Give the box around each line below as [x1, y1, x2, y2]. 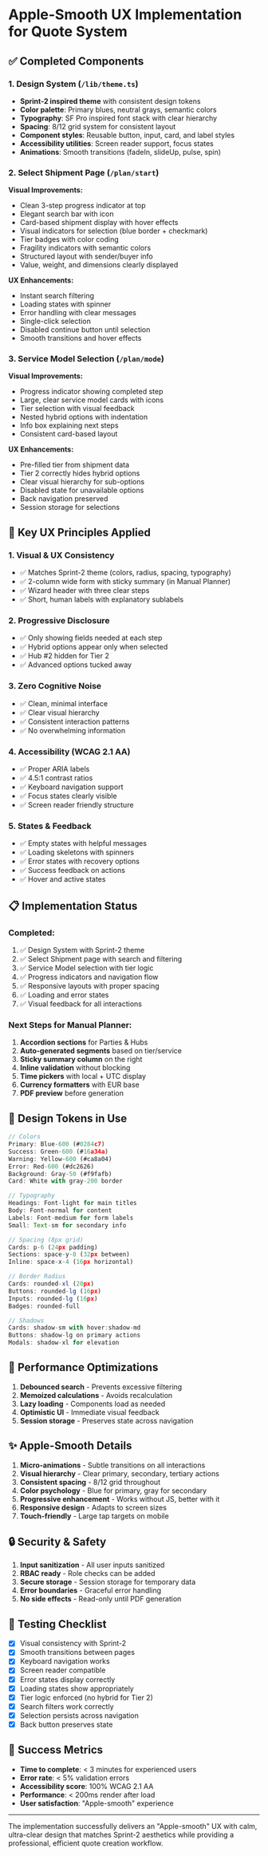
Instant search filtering [19, 291, 94, 301]
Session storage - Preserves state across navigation [19, 1416, 194, 1425]
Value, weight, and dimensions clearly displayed [19, 260, 179, 270]
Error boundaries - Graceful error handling [19, 1585, 162, 1595]
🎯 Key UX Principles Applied [8, 525, 152, 539]
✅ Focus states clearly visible [19, 792, 117, 801]
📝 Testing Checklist [8, 1617, 107, 1631]
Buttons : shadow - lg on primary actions [8, 1331, 141, 1340]
